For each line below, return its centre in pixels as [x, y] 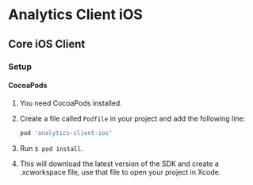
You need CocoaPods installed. [71, 103]
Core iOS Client [47, 44]
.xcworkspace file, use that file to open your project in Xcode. [120, 172]
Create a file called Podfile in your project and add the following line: [132, 118]
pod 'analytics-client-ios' [66, 133]
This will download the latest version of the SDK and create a [119, 164]
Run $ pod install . [51, 148]
